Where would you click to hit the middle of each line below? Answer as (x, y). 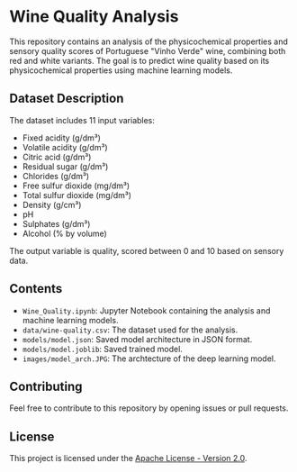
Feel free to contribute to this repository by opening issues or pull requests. (149, 408)
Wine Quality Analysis (94, 17)
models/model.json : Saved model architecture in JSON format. (137, 339)
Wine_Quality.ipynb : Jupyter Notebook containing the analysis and (146, 310)
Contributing (46, 386)
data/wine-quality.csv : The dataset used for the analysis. (130, 330)
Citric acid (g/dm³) (57, 157)
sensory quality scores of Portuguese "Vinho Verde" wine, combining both (148, 50)
